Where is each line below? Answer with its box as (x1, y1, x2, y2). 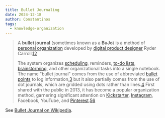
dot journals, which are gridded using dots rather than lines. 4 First (17, 81, 155, 88)
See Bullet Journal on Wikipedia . (5, 107, 73, 113)
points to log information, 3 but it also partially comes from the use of (17, 76, 160, 82)
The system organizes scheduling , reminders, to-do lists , (17, 60, 136, 66)
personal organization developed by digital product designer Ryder (17, 45, 156, 51)
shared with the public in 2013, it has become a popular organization (17, 87, 159, 93)
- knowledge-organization (10, 26, 64, 31)
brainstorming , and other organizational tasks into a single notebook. (17, 66, 160, 72)
